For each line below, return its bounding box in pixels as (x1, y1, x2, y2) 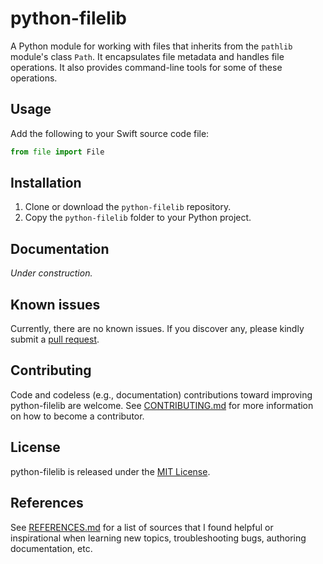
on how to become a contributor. (10, 410, 145, 422)
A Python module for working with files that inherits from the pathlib (10, 40, 293, 52)
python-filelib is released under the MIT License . (10, 465, 211, 477)
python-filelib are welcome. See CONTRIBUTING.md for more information (10, 399, 314, 411)
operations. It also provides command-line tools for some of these (10, 61, 283, 73)
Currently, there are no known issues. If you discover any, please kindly (10, 323, 305, 335)
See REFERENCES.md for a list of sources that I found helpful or (10, 521, 274, 533)
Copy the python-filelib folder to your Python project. (24, 212, 252, 224)
